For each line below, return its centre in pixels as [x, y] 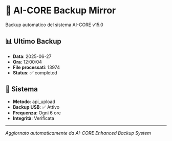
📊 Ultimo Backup [33, 41]
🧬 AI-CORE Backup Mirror [61, 11]
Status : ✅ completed [35, 73]
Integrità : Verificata [34, 118]
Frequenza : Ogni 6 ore [37, 113]
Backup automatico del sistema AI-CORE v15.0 [54, 25]
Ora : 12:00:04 [27, 62]
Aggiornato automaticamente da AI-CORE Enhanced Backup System [78, 133]
